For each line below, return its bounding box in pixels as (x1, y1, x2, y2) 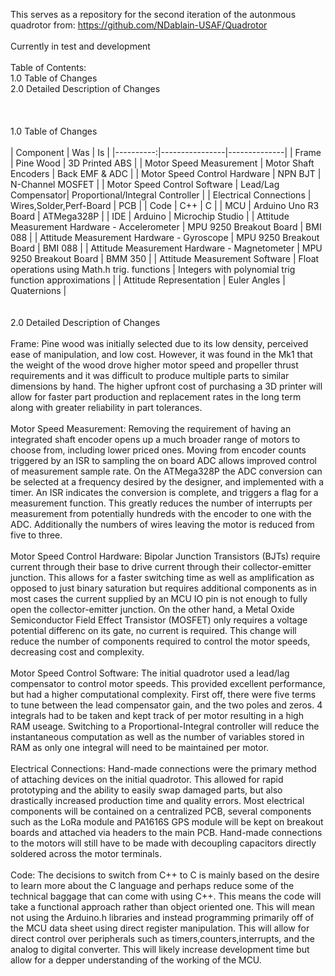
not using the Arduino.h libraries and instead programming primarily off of (10, 912, 315, 923)
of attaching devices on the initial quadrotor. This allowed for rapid (10, 774, 284, 785)
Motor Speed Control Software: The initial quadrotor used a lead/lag (10, 667, 290, 679)
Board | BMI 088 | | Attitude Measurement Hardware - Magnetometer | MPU (10, 242, 323, 254)
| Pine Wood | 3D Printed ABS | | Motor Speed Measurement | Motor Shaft (10, 157, 315, 169)
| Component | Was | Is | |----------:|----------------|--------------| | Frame (10, 147, 322, 158)
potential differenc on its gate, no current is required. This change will (10, 625, 297, 636)
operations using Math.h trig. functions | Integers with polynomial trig (10, 264, 296, 275)
